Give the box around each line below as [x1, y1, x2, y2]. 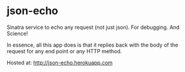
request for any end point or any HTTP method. [7, 47, 122, 54]
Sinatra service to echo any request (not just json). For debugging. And [7, 24, 180, 31]
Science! [7, 30, 28, 37]
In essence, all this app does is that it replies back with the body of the [7, 41, 178, 48]
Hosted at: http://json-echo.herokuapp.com [7, 59, 113, 66]
